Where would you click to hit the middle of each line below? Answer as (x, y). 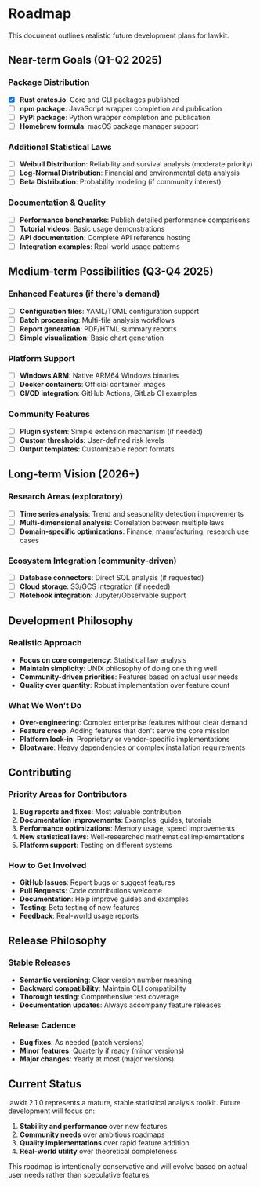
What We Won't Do (45, 705)
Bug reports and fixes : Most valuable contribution (100, 811)
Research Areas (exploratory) (66, 497)
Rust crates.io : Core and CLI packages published (99, 100)
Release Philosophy (58, 940)
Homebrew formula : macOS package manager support (109, 126)
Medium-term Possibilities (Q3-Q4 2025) (111, 272)
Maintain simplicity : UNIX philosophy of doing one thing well (118, 668)
